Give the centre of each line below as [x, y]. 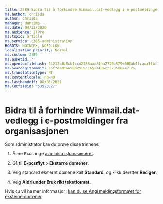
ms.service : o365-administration [39, 41]
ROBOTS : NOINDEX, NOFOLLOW [32, 46]
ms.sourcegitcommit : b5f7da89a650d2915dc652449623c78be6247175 [70, 68]
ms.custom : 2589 [21, 55]
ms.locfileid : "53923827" [31, 86]
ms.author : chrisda [25, 14]
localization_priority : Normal [37, 50]
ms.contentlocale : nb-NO [30, 77]
